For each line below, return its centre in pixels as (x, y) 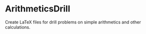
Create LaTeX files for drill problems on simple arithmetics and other (73, 22)
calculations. (18, 27)
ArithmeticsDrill (38, 9)
